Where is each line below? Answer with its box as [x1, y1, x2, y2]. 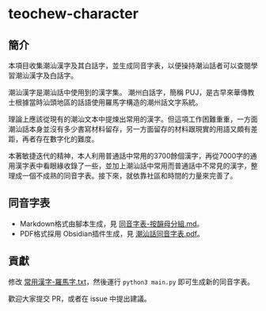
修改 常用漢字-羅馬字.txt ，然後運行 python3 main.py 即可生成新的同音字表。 [8, 277, 255, 286]
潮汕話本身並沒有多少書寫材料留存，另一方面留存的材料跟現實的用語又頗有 [8, 125, 251, 133]
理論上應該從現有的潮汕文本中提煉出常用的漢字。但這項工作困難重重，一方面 [8, 114, 258, 124]
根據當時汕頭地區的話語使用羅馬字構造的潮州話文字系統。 [14, 98, 203, 107]
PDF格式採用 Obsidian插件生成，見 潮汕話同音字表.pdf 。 [19, 228, 204, 238]
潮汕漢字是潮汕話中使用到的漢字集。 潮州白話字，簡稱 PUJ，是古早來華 [8, 88, 241, 97]
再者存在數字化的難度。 [21, 134, 99, 144]
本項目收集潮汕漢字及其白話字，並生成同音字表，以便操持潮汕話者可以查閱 [8, 61, 251, 70]
